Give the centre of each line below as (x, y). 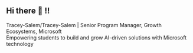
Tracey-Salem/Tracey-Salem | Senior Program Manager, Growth (84, 25)
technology (20, 44)
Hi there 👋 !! (28, 11)
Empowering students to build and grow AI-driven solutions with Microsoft (97, 37)
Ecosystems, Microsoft (34, 31)
